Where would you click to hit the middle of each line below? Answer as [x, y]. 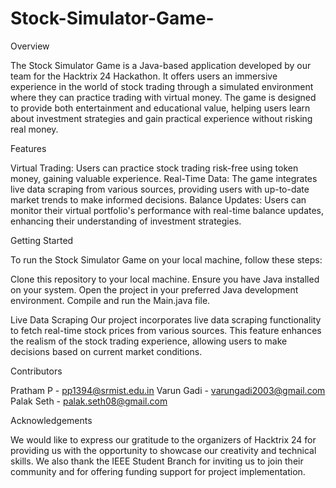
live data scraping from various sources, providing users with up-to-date [160, 189]
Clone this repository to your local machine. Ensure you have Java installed [165, 279]
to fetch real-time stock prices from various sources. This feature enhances [166, 330]
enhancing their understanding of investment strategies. [126, 221]
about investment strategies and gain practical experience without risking [161, 118]
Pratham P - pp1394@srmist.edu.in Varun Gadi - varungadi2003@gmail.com [168, 390]
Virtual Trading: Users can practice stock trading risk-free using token [154, 168]
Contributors [36, 371]
